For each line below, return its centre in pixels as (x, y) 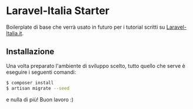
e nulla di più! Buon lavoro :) (40, 99)
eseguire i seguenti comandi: (41, 72)
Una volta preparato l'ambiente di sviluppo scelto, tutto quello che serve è (96, 66)
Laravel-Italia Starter (58, 11)
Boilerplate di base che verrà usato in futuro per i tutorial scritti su (86, 27)
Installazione (30, 52)
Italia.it (14, 33)
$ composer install (30, 83)
